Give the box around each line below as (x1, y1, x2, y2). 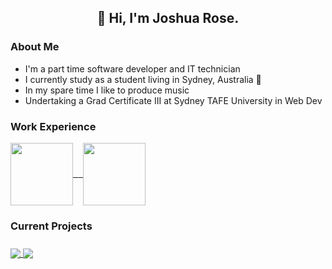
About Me (10, 40, 60, 54)
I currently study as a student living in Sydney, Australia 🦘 (24, 73, 262, 85)
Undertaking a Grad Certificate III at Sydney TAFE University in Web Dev (24, 94, 323, 106)
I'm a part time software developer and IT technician (24, 62, 241, 75)
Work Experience (10, 119, 97, 133)
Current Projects (10, 219, 93, 233)
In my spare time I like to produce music (24, 84, 190, 96)
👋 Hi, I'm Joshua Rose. (96, 10, 240, 27)
